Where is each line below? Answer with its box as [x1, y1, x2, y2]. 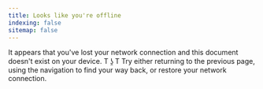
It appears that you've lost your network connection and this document [8, 48, 239, 57]
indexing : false [8, 19, 61, 27]
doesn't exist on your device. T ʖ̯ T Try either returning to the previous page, [8, 57, 256, 66]
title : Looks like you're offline [8, 11, 122, 20]
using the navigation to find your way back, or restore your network [8, 65, 227, 75]
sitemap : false [8, 26, 58, 34]
